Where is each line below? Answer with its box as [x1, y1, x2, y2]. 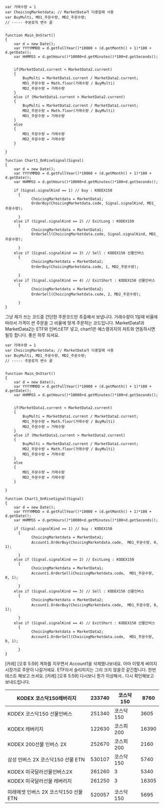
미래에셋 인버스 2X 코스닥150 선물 [7, 788, 83, 795]
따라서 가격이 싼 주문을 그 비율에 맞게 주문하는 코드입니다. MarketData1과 [5, 320, 145, 326]
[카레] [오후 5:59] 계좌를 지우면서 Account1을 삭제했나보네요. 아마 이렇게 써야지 [5, 661, 157, 666]
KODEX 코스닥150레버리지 [17, 695, 77, 702]
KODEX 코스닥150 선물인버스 [7, 710, 73, 717]
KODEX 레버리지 [7, 726, 44, 732]
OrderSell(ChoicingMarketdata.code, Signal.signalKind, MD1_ [31, 232, 159, 236]
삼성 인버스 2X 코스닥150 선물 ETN [7, 756, 85, 763]
